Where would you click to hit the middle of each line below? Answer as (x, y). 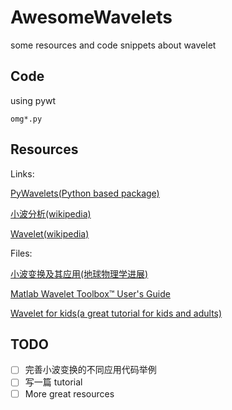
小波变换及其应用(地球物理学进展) (79, 273)
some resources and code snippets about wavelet (113, 45)
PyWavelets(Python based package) (85, 193)
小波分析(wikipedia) (51, 213)
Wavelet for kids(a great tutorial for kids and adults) (116, 313)
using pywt (33, 100)
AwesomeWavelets (91, 17)
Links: (22, 173)
